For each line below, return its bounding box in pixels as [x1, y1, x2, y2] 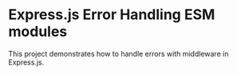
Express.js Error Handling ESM [8, 6, 215, 24]
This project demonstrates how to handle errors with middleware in [8, 49, 229, 58]
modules [8, 22, 68, 41]
